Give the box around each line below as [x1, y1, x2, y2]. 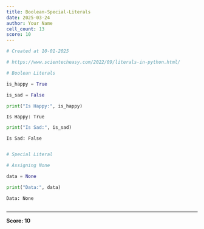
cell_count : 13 [6, 26, 45, 32]
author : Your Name [6, 20, 53, 26]
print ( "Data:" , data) [6, 184, 61, 190]
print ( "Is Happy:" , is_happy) [6, 103, 83, 109]
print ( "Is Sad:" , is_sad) [6, 125, 72, 131]
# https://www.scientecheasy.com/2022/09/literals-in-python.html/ [6, 59, 181, 65]
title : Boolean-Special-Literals [6, 9, 91, 15]
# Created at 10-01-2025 [6, 48, 69, 55]
